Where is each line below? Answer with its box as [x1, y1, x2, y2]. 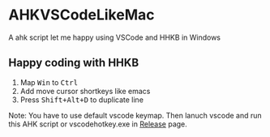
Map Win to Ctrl [19, 77, 79, 87]
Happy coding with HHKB [8, 56, 139, 70]
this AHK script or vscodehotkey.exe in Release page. [8, 119, 188, 129]
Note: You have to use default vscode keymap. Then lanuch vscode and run [8, 110, 262, 120]
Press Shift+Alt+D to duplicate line [19, 95, 144, 105]
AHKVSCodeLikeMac [8, 6, 155, 24]
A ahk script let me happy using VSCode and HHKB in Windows [8, 32, 221, 42]
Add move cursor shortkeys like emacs [19, 86, 151, 96]
